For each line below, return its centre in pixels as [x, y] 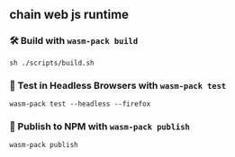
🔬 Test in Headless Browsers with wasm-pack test [118, 85]
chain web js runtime [69, 15]
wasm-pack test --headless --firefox [80, 104]
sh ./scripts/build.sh [52, 63]
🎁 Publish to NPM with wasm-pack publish [100, 126]
